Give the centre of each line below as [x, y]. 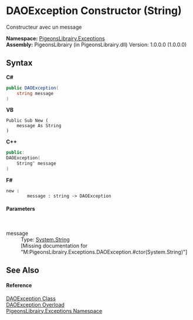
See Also [23, 270]
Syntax [19, 63]
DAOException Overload [35, 304]
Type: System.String [45, 240]
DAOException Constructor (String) [94, 11]
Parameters [21, 209]
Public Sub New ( [27, 121]
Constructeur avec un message [44, 27]
